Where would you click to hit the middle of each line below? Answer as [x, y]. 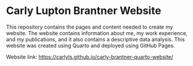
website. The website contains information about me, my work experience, [97, 33]
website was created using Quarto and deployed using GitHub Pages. [91, 46]
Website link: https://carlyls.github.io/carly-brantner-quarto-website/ [90, 57]
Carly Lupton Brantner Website [84, 11]
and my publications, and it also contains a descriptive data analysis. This [95, 39]
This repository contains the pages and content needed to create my [89, 27]
